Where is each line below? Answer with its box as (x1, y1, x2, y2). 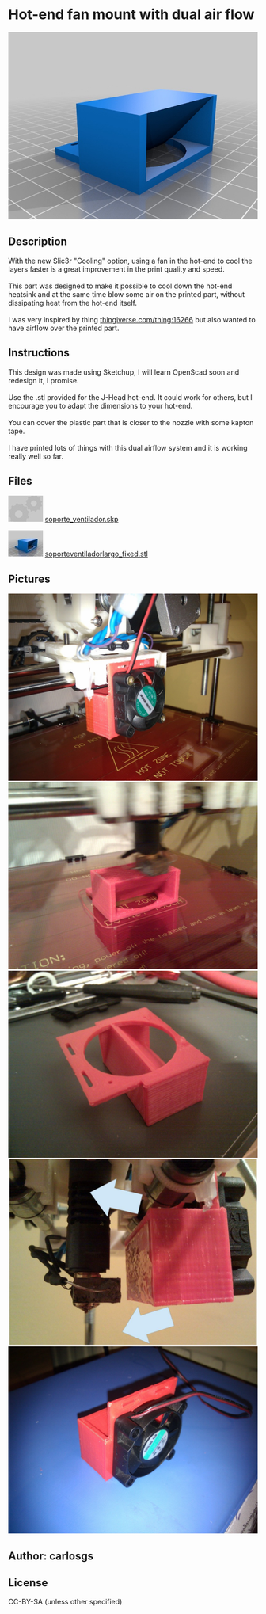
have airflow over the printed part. (8, 323, 120, 333)
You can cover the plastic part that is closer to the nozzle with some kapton (8, 417, 254, 427)
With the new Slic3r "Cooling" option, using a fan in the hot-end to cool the (8, 256, 253, 265)
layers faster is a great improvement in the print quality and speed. (8, 264, 226, 274)
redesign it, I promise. (8, 375, 79, 385)
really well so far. (8, 451, 63, 461)
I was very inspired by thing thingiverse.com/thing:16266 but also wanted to (8, 314, 256, 324)
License (8, 1576, 48, 1589)
